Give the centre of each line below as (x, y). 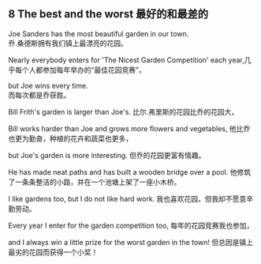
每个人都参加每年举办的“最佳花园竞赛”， (80, 70)
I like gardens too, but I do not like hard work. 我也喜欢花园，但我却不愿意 (127, 198)
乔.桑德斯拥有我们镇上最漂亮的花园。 (68, 43)
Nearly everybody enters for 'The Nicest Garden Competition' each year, (126, 60)
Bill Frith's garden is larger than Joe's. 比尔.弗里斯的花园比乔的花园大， (123, 111)
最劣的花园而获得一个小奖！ (53, 252)
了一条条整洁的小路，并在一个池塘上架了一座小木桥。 (95, 182)
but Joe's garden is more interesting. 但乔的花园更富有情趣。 (107, 155)
